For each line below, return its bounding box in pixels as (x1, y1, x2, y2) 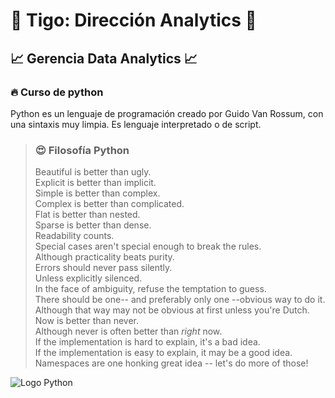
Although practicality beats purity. (34, 251, 175, 263)
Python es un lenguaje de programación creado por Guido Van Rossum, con (10, 107, 324, 119)
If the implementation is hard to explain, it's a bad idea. (34, 336, 261, 348)
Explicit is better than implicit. (34, 177, 157, 189)
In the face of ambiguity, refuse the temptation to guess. (34, 283, 267, 295)
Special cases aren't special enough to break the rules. (34, 240, 262, 253)
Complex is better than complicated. (34, 198, 185, 210)
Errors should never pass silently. (34, 262, 173, 274)
